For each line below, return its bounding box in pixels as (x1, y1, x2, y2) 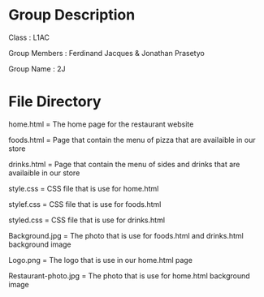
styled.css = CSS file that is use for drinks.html (8, 215, 165, 225)
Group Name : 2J (8, 63, 66, 74)
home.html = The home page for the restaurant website (8, 119, 194, 129)
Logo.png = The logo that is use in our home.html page (8, 255, 193, 265)
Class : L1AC (8, 32, 50, 42)
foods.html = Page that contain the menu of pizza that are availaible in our (8, 135, 256, 144)
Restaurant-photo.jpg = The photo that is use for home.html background (8, 270, 250, 281)
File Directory (8, 93, 102, 111)
